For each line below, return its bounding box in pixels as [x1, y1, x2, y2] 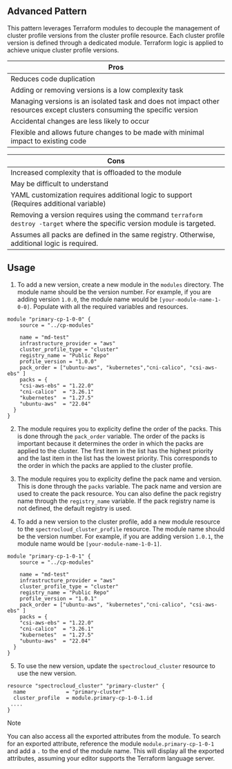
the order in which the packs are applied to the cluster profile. [17, 461, 193, 469]
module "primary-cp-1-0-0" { [7, 316, 91, 323]
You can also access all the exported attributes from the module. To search [7, 732, 221, 740]
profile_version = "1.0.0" [19, 358, 97, 365]
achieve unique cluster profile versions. [7, 46, 119, 54]
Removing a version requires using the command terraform [10, 210, 203, 220]
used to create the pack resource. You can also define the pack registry [17, 489, 222, 497]
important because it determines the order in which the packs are [17, 439, 204, 448]
